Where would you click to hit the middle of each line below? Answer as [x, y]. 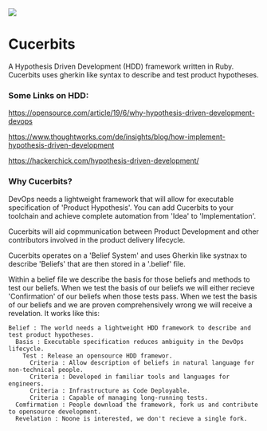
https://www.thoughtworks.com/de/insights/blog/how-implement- [117, 137]
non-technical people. [46, 370]
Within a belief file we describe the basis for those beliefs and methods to [129, 279]
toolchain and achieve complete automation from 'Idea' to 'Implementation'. [132, 215]
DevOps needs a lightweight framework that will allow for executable [121, 199]
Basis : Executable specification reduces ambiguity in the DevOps [130, 342]
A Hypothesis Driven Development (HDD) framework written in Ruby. [121, 66]
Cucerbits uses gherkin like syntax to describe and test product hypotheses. [133, 74]
